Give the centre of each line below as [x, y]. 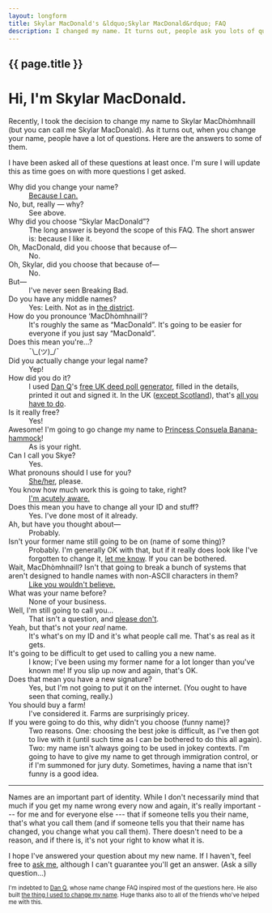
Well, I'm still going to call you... [61, 610]
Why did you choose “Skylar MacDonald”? [79, 221]
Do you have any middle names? [63, 299]
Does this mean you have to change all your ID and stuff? [104, 506]
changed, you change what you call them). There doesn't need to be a [125, 831]
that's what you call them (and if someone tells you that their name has [127, 822]
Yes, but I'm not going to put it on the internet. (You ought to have [138, 687]
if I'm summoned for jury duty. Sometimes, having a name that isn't [140, 765]
